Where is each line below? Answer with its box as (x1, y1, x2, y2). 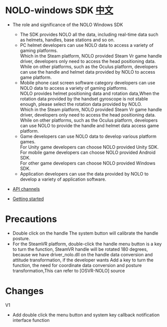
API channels (12, 186, 40, 192)
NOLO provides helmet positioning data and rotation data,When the (20, 90, 159, 96)
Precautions (5, 213, 57, 225)
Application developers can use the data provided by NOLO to (20, 171, 149, 177)
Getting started (12, 195, 44, 202)
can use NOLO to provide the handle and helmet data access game (20, 122, 159, 129)
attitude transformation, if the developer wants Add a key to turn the (12, 257, 154, 263)
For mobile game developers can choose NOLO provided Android (20, 149, 156, 155)
